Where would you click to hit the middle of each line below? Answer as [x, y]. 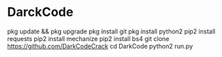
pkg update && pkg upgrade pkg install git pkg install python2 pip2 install [111, 31]
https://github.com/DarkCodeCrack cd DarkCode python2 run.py [100, 46]
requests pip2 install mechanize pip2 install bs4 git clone [88, 38]
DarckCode [41, 12]
